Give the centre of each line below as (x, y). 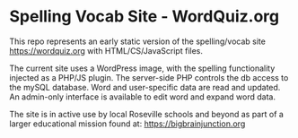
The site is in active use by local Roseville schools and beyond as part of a (147, 114)
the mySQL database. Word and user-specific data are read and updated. (145, 87)
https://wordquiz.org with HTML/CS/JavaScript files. (106, 50)
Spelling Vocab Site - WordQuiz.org (145, 17)
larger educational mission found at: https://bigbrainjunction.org (127, 124)
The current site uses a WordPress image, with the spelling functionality (142, 68)
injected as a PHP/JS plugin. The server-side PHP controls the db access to (149, 77)
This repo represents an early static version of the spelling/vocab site (138, 41)
